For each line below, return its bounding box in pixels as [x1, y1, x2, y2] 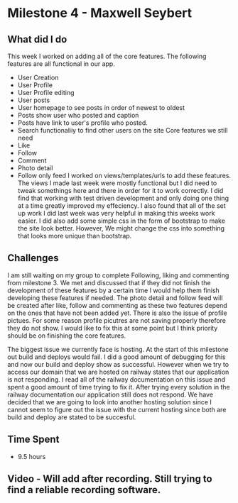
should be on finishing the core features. [7, 331, 126, 340]
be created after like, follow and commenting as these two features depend [7, 301, 227, 309]
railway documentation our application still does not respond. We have [7, 390, 214, 399]
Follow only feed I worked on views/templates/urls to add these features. [17, 172, 232, 179]
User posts [17, 96, 50, 104]
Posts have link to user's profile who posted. [17, 118, 148, 127]
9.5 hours [17, 452, 46, 460]
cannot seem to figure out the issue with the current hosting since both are [7, 405, 227, 414]
